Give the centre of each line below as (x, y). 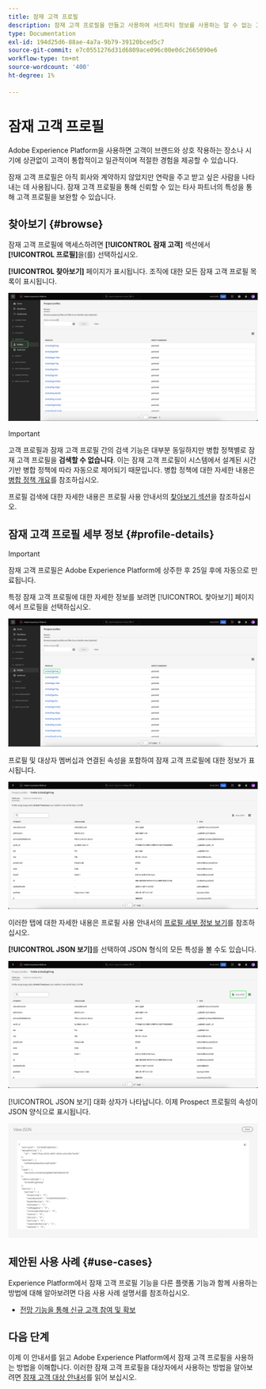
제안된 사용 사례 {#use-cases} (80, 1262)
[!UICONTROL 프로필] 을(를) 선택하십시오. (73, 255)
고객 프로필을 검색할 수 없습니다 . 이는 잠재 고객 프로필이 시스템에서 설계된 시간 (136, 460)
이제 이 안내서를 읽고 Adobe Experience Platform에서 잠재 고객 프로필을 (121, 1357)
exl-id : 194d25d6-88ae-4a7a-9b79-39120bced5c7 (86, 42)
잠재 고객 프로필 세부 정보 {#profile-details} (111, 534)
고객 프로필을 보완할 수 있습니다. (66, 197)
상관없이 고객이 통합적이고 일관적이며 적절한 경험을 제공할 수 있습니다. (131, 160)
